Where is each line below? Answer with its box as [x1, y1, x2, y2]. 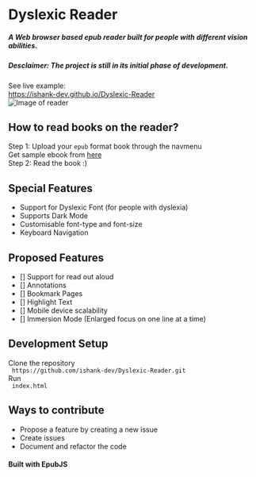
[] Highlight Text [19, 297, 73, 306]
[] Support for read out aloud [19, 271, 114, 281]
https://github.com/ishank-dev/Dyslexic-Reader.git [11, 367, 186, 375]
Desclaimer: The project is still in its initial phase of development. [8, 61, 228, 71]
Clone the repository [8, 358, 75, 367]
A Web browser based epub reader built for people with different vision [8, 32, 248, 41]
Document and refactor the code [19, 441, 127, 451]
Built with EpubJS [8, 460, 68, 469]
